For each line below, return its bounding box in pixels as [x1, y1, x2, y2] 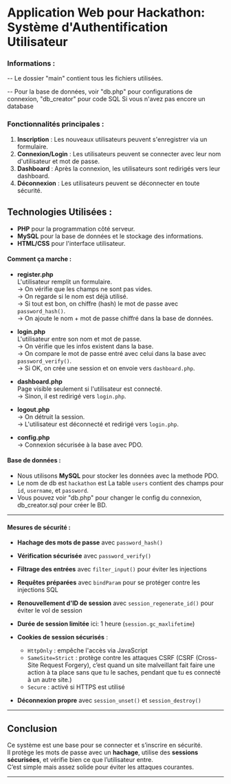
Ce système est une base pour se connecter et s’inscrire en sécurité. [7, 741, 203, 750]
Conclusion [7, 723, 58, 734]
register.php [16, 270, 54, 278]
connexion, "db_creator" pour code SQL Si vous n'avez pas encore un [7, 95, 206, 103]
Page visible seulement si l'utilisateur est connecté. [16, 384, 163, 393]
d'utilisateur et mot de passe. [16, 157, 100, 165]
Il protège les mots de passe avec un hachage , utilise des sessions [7, 748, 199, 756]
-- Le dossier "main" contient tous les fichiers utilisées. [7, 74, 164, 83]
